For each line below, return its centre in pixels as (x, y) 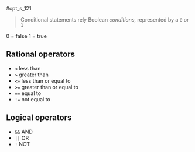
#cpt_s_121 (19, 8)
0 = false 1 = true (26, 36)
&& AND (24, 132)
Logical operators (39, 118)
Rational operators (40, 54)
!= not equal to (32, 99)
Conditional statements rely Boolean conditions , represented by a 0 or (105, 20)
